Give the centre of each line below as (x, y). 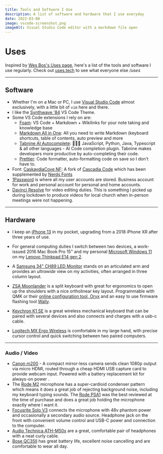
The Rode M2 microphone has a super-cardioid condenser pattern (78, 384)
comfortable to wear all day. (40, 446)
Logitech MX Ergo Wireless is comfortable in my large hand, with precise (85, 330)
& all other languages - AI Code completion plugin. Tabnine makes (85, 148)
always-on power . (31, 379)
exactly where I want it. (35, 405)
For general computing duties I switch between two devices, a (74, 246)
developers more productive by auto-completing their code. (79, 153)
